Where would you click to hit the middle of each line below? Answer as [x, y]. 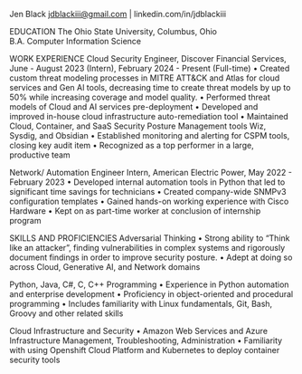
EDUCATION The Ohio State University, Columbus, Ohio [113, 31]
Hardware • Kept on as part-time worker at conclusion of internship [135, 211]
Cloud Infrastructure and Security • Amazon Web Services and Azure [139, 331]
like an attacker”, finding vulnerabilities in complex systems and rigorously [147, 248]
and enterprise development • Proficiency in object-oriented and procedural [151, 294]
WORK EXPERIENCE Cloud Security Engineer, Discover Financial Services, [148, 58]
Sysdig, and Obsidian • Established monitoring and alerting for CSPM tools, [150, 135]
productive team [40, 155]
